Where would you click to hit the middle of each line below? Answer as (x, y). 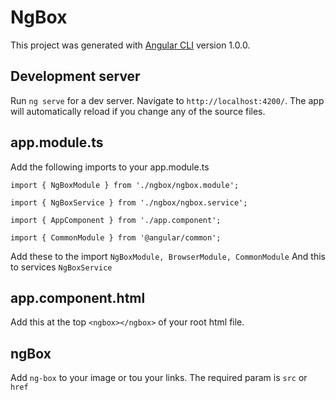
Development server (75, 76)
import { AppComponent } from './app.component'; (116, 220)
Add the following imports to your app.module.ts (110, 167)
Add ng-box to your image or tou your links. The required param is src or (159, 378)
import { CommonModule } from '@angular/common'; (116, 237)
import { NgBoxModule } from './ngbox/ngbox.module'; (125, 185)
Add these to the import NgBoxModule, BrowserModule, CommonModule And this (168, 256)
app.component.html (78, 297)
